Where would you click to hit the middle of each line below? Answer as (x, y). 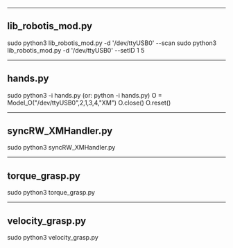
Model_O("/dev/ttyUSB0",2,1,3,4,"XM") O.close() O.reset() (89, 103)
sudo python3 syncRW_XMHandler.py (61, 148)
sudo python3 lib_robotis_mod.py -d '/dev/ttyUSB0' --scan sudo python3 (112, 43)
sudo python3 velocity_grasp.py (53, 238)
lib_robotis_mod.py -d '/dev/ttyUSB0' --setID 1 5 (76, 50)
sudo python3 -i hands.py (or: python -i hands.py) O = (85, 95)
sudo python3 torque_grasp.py (51, 193)
